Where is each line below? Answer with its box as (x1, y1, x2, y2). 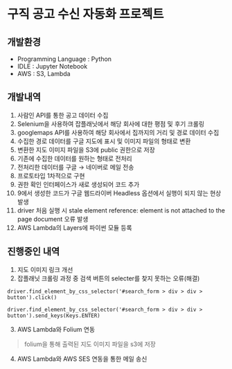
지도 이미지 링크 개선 (17, 265, 73, 273)
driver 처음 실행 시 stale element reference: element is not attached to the (17, 206, 225, 215)
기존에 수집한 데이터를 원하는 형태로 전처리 (17, 154, 133, 163)
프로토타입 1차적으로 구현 (17, 171, 85, 180)
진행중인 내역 (7, 246, 60, 258)
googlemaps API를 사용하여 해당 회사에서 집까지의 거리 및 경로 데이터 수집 (17, 128, 220, 136)
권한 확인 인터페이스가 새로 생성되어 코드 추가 (17, 180, 140, 188)
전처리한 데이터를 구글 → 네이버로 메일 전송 (17, 163, 134, 171)
